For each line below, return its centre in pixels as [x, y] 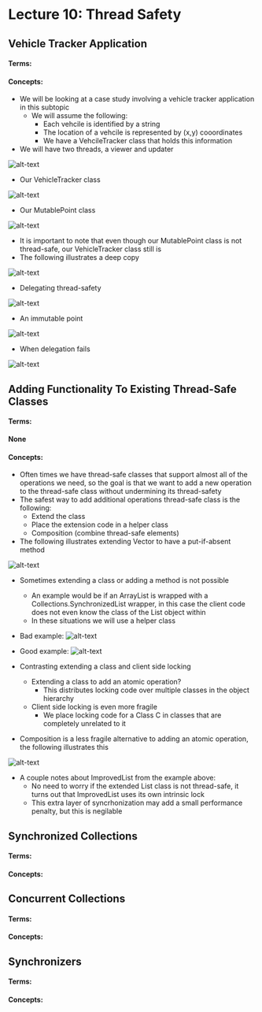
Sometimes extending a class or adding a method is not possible [124, 580]
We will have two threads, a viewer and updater [96, 149]
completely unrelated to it [84, 724]
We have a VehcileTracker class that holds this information [138, 141]
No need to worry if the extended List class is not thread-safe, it [135, 786]
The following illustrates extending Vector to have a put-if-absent [125, 542]
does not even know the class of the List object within [118, 613]
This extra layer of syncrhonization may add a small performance [137, 803]
